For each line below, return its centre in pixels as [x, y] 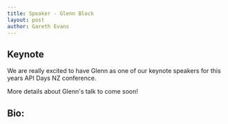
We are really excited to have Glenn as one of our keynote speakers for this [114, 71]
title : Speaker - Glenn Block [51, 13]
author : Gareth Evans [38, 26]
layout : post [26, 20]
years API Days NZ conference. [52, 78]
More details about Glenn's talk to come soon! [73, 92]
